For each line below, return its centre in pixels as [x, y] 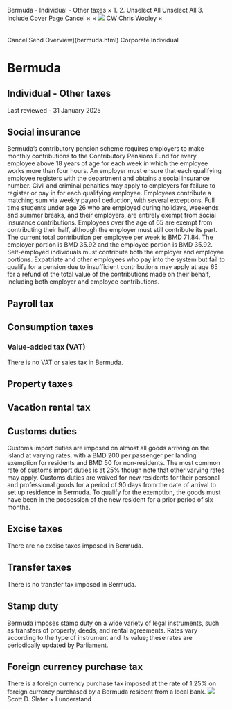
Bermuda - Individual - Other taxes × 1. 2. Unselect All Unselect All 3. [106, 10]
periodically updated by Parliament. [58, 645]
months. [19, 507]
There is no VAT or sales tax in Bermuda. [65, 362]
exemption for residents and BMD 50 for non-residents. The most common [114, 463]
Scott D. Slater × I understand [50, 699]
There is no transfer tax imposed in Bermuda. [72, 584]
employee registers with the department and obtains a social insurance [108, 178]
